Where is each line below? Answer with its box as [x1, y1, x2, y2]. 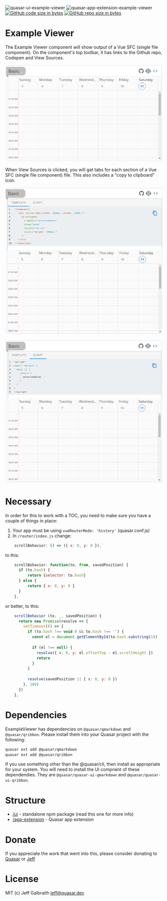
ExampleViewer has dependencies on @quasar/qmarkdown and [5, 726, 131, 732]
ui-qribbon [5, 778, 28, 783]
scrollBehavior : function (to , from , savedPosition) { [14, 562, 128, 567]
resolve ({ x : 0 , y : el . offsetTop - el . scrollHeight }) [36, 650, 153, 655]
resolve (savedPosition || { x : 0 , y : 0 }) [27, 677, 117, 682]
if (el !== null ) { [31, 645, 72, 650]
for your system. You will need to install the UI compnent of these [5, 766, 140, 772]
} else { [18, 578, 37, 583]
